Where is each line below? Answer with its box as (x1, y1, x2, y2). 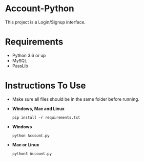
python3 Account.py (12, 151, 52, 156)
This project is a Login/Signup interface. (5, 19, 86, 25)
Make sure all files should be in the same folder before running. (12, 96, 140, 102)
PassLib (12, 63, 28, 69)
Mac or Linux (12, 141, 40, 147)
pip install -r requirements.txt (12, 115, 81, 120)
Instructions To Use (5, 80, 86, 91)
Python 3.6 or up (12, 52, 46, 58)
